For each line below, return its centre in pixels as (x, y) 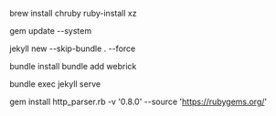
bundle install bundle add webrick (73, 66)
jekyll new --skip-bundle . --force (73, 48)
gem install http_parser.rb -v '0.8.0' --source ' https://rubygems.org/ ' (138, 101)
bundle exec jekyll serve (55, 84)
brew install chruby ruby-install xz (73, 13)
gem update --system (51, 31)
